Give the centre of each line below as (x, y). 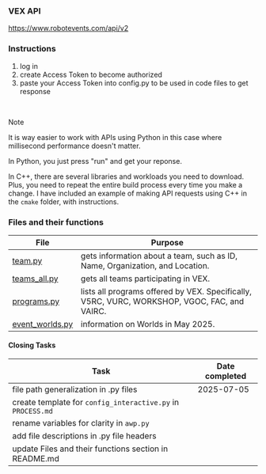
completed (226, 376)
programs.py (36, 301)
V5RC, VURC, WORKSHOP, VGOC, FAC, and (162, 301)
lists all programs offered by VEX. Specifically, (166, 291)
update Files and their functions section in (90, 449)
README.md (36, 459)
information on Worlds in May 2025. (148, 324)
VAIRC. (93, 311)
